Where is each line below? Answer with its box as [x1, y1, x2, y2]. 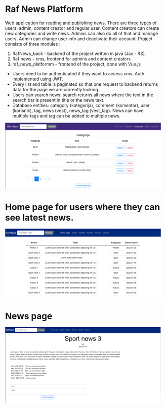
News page [5, 310, 53, 322]
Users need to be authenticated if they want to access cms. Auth [12, 70, 145, 76]
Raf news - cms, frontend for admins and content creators [12, 56, 131, 61]
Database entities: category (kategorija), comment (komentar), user [12, 102, 150, 108]
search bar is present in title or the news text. [12, 97, 105, 103]
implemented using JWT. [12, 76, 63, 82]
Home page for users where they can [5, 202, 161, 213]
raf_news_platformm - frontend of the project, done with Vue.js [12, 61, 141, 67]
